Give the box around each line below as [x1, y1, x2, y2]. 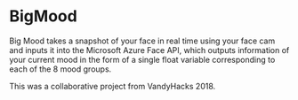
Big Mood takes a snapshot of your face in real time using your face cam [9, 35, 276, 46]
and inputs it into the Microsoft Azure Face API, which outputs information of [9, 44, 290, 55]
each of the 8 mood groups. [9, 64, 112, 74]
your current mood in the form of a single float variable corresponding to [9, 54, 276, 65]
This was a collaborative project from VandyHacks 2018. [9, 81, 216, 91]
